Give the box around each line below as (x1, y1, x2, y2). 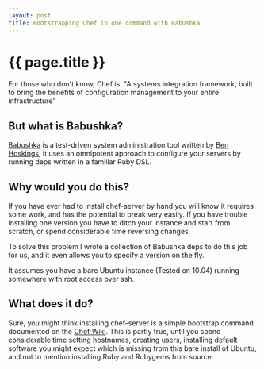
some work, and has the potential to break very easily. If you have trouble (8, 209, 248, 219)
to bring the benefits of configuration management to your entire (8, 88, 220, 98)
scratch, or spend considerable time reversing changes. (8, 227, 191, 236)
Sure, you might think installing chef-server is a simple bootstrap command (8, 318, 254, 328)
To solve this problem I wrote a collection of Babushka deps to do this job (8, 242, 248, 252)
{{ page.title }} (8, 53, 106, 71)
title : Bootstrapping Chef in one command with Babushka (8, 19, 201, 27)
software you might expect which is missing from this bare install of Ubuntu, (8, 343, 257, 353)
